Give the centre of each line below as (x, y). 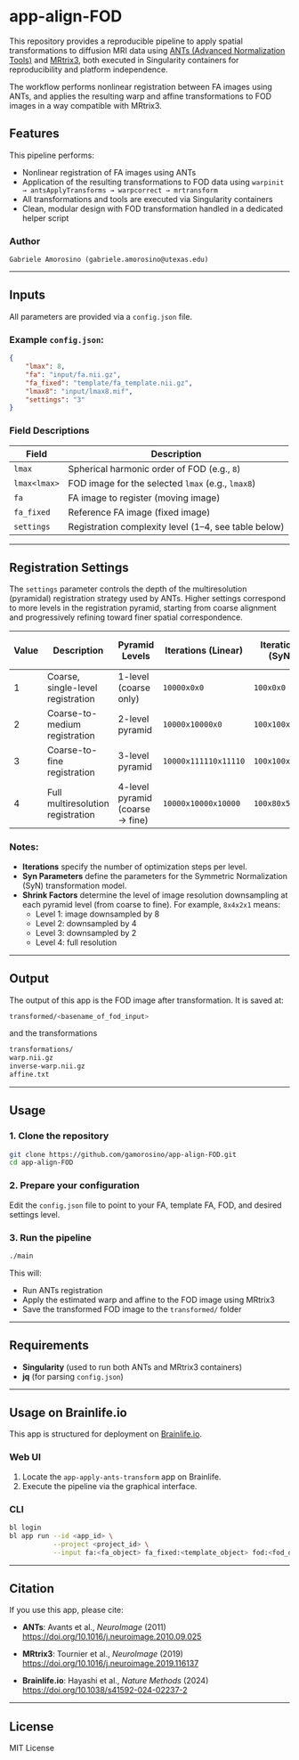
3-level (133, 756)
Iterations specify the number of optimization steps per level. (134, 867)
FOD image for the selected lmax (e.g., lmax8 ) (162, 483)
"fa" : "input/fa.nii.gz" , (73, 375)
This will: (25, 1273)
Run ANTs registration (62, 1290)
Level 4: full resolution (76, 942)
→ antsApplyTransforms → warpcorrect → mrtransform (120, 190)
